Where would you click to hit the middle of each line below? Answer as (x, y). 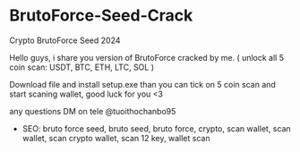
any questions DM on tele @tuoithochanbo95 (93, 111)
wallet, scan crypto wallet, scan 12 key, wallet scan (116, 138)
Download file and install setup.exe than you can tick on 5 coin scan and (142, 84)
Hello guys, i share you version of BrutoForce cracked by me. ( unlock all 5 (147, 57)
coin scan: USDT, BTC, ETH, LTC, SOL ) (82, 67)
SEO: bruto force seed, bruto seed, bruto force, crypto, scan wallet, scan (156, 128)
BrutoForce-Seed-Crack (101, 16)
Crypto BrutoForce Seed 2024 (65, 40)
